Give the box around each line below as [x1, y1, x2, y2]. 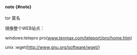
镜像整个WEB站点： [5, 26, 45, 31]
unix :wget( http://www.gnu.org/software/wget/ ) [5, 44, 101, 50]
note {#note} [5, 4, 32, 10]
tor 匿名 [5, 15, 21, 21]
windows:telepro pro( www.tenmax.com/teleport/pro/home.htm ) [5, 35, 133, 41]
